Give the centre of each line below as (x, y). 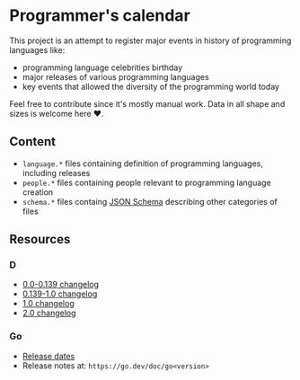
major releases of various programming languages (115, 76)
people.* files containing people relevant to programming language (146, 182)
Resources (40, 239)
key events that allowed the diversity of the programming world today (151, 86)
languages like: (37, 49)
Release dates (49, 356)
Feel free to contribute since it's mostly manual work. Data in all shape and (147, 103)
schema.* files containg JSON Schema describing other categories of (150, 201)
